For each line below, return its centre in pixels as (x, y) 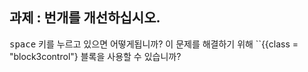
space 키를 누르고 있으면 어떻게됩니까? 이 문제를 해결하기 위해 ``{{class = (154, 44)
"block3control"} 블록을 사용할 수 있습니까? (95, 56)
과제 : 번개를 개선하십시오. (85, 18)
